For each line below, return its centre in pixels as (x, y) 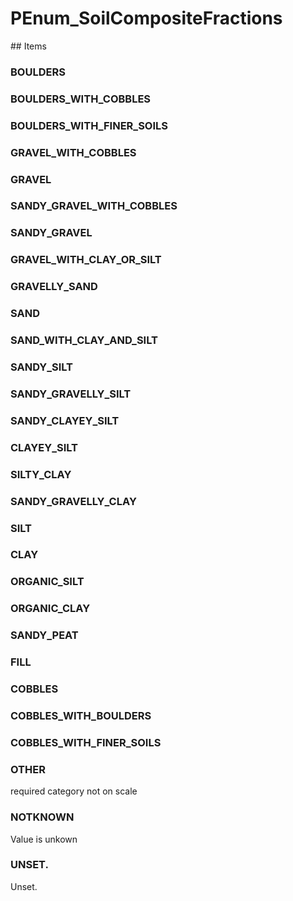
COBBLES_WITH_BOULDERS (81, 715)
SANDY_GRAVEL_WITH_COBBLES (94, 206)
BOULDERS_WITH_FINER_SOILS (89, 125)
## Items (28, 46)
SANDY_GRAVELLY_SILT (71, 394)
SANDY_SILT (41, 367)
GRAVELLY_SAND (54, 287)
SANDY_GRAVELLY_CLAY (73, 501)
